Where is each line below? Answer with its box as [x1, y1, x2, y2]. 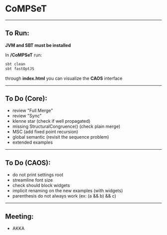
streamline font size [12, 177, 53, 183]
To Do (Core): [5, 94, 48, 103]
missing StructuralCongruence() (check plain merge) [12, 123, 121, 130]
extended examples [12, 139, 53, 145]
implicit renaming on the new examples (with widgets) [12, 188, 123, 194]
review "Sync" [12, 113, 42, 119]
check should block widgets [12, 183, 71, 189]
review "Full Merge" [12, 108, 53, 114]
